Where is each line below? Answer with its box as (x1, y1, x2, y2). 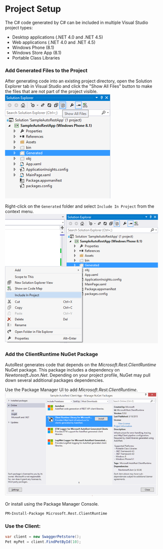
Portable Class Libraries (12, 55, 60, 60)
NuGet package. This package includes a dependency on (5, 367, 120, 373)
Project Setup (5, 3, 62, 15)
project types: (5, 24, 33, 30)
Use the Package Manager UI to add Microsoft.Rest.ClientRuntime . (5, 387, 138, 393)
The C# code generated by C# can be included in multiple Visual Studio (5, 20, 148, 25)
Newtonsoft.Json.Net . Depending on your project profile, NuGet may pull (5, 372, 150, 378)
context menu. (5, 209, 34, 215)
